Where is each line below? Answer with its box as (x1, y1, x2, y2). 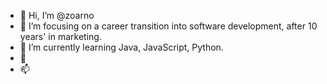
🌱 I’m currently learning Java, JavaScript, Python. (19, 41, 224, 53)
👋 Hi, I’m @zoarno (19, 10, 95, 21)
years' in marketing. (19, 31, 102, 42)
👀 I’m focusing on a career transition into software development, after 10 (19, 20, 318, 32)
